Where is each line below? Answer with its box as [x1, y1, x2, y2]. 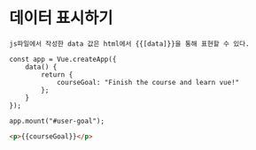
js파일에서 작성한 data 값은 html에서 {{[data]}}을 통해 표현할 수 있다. [9, 39, 250, 49]
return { [41, 70, 74, 79]
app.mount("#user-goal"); [9, 116, 105, 125]
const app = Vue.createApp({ [9, 55, 117, 64]
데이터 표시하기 [9, 8, 113, 28]
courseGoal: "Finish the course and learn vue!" [56, 78, 240, 86]
